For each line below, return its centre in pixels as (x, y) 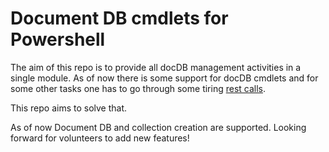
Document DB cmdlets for (119, 18)
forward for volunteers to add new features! (100, 138)
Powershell (58, 39)
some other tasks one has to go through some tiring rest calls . (138, 88)
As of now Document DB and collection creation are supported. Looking (158, 127)
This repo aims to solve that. (69, 108)
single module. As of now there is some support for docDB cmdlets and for (164, 78)
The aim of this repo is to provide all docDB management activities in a (156, 67)
